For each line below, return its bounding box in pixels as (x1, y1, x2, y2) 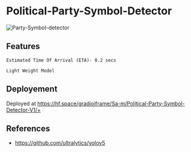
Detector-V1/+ (6, 106, 41, 113)
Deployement (6, 84, 58, 94)
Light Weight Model (6, 68, 55, 74)
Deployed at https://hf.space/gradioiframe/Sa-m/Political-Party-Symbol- (6, 100, 185, 107)
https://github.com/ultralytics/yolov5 (14, 139, 105, 147)
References (6, 123, 50, 133)
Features (6, 41, 40, 51)
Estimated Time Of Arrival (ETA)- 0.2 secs (6, 57, 117, 63)
